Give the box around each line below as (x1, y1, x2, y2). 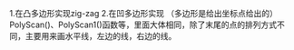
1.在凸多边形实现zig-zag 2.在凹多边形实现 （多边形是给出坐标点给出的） (9, 8, 279, 18)
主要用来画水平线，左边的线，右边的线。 (24, 31, 177, 41)
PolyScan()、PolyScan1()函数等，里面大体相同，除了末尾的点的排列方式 (9, 19, 278, 30)
